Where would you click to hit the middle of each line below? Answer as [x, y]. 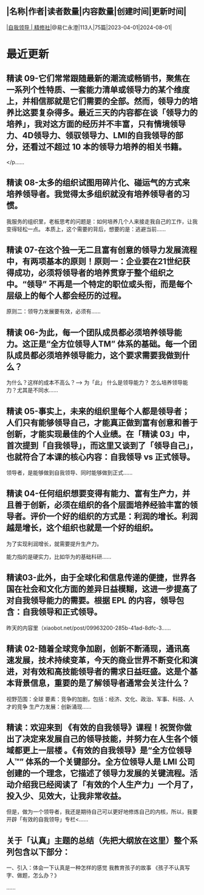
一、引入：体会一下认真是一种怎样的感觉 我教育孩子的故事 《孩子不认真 [96, 868]
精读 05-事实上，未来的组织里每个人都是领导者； [98, 411]
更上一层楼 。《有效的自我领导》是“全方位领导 [107, 750]
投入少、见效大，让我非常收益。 [66, 796]
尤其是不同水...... [38, 390]
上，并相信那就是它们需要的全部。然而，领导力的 [98, 101]
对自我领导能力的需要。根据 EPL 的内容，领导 [91, 601]
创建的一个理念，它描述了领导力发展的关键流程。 [98, 773]
